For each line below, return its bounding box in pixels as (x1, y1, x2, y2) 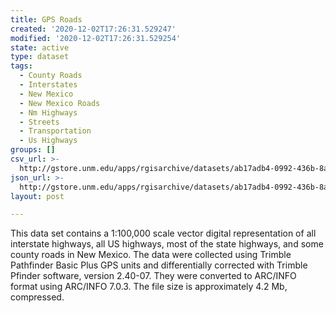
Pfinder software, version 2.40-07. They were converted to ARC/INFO (10, 270, 297, 282)
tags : (10, 61, 33, 71)
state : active (10, 42, 70, 53)
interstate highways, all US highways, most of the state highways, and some (10, 238, 324, 250)
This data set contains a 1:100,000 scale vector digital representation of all (10, 227, 317, 240)
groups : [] (10, 145, 56, 155)
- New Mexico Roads (19, 98, 101, 108)
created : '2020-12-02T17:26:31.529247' (10, 24, 177, 34)
